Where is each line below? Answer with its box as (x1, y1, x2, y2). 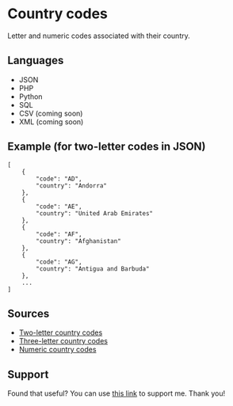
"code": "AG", (36, 258, 82, 266)
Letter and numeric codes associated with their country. (7, 31, 191, 40)
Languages (7, 54, 64, 67)
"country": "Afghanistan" (36, 237, 122, 245)
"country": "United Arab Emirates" (36, 209, 154, 218)
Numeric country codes (18, 345, 97, 355)
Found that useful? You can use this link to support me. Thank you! (7, 389, 226, 398)
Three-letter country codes (18, 336, 109, 346)
